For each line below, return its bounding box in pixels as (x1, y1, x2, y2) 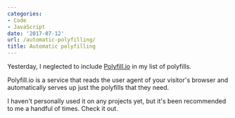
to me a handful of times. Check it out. (7, 105, 118, 112)
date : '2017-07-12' (7, 29, 65, 37)
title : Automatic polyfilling (7, 43, 96, 50)
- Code (7, 17, 27, 24)
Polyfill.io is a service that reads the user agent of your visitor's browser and (7, 76, 229, 84)
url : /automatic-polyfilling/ (7, 37, 96, 44)
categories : (7, 10, 42, 18)
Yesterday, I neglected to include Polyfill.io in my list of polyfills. (7, 63, 192, 70)
